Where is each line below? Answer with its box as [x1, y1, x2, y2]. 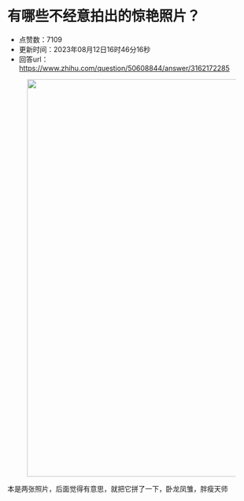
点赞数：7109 [18, 35, 62, 44]
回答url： [18, 54, 49, 64]
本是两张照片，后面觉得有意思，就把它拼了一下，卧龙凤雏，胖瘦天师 [7, 484, 228, 493]
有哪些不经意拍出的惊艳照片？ [7, 7, 201, 25]
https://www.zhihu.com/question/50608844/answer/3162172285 [18, 63, 230, 73]
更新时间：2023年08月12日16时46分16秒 [18, 44, 151, 54]
